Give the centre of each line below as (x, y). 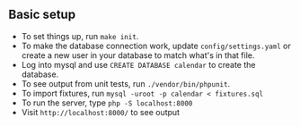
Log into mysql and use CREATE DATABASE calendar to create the (138, 64)
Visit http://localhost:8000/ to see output (101, 112)
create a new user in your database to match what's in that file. (138, 55)
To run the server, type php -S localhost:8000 (107, 103)
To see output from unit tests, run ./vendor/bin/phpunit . (126, 83)
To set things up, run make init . (80, 36)
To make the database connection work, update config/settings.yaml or (156, 46)
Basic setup (42, 15)
